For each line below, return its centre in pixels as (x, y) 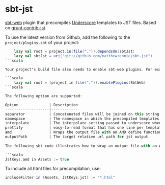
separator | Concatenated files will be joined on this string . (83, 114)
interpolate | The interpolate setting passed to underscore (78, 123)
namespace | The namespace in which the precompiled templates (82, 118)
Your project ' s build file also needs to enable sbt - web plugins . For (79, 69)
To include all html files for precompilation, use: (53, 169)
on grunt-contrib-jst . (26, 27)
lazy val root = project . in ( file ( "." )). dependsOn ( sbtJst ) (74, 51)
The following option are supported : (44, 96)
